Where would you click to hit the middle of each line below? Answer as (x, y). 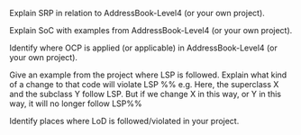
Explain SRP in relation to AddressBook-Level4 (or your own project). (137, 13)
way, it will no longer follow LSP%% (76, 103)
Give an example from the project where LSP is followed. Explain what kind (148, 75)
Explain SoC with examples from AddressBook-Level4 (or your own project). (151, 30)
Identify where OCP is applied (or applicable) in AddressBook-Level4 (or (143, 48)
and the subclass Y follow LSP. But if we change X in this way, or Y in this (146, 94)
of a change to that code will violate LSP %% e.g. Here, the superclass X (144, 84)
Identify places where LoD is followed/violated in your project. (124, 121)
